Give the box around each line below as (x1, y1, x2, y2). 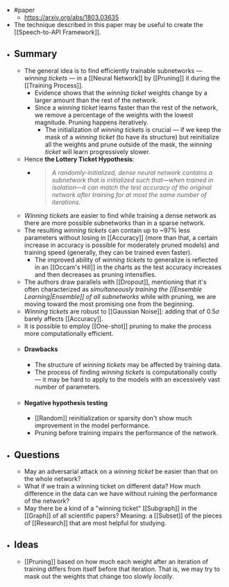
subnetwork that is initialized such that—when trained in (51, 176, 214, 184)
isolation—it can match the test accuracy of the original (51, 183, 212, 192)
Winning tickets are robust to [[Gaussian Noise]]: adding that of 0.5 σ (24, 307, 220, 315)
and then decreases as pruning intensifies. (34, 270, 157, 278)
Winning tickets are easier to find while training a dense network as (24, 211, 217, 219)
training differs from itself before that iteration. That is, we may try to (24, 565, 221, 573)
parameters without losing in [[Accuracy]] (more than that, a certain (24, 233, 218, 241)
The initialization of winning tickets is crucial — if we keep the (44, 125, 221, 134)
